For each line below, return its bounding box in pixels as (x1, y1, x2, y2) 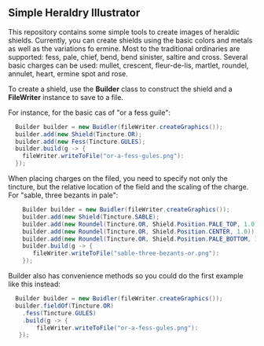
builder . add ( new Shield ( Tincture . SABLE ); (22, 212, 159, 221)
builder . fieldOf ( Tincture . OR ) (15, 302, 114, 310)
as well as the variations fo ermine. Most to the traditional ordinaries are (8, 43, 240, 53)
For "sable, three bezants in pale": (8, 190, 119, 200)
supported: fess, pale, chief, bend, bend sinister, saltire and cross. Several (8, 52, 248, 61)
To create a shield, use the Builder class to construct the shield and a (8, 84, 233, 94)
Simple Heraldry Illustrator (8, 6, 141, 20)
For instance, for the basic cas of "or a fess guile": (8, 108, 171, 117)
